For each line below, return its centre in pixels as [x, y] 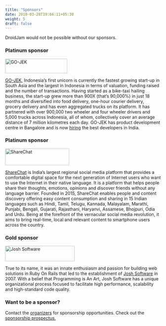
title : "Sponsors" [24, 10]
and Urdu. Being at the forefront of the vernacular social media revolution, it [82, 214]
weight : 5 [15, 19]
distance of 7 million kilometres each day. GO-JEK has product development [83, 122]
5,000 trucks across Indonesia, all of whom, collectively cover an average [80, 117]
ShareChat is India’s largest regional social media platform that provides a [80, 172]
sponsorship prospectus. [30, 318]
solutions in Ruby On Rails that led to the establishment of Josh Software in [82, 273]
